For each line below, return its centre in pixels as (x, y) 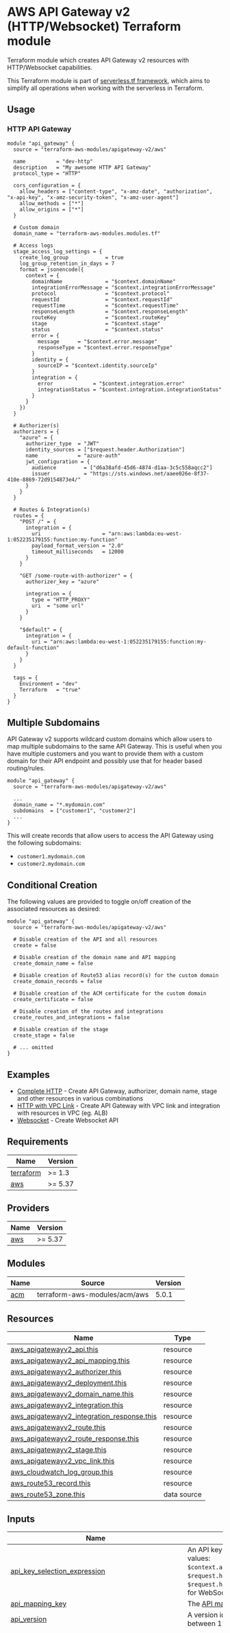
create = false (35, 945)
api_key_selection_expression (58, 1571)
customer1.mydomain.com (51, 857)
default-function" (33, 648)
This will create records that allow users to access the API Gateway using (110, 836)
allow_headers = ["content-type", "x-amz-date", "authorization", (116, 191)
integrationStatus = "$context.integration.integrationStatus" (130, 389)
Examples (28, 1074)
